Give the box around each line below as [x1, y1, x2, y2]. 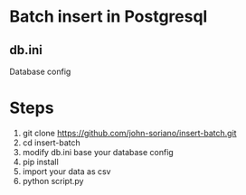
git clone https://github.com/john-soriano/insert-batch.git [22, 127, 237, 138]
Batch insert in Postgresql [9, 6, 208, 27]
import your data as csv [22, 165, 111, 177]
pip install [22, 156, 59, 167]
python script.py [22, 175, 84, 186]
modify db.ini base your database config [22, 146, 174, 157]
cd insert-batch [22, 137, 81, 148]
